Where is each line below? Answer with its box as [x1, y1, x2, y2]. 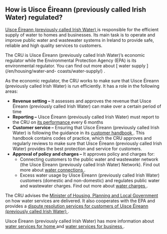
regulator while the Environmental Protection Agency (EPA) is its [5, 57, 137, 63]
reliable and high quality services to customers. [5, 42, 103, 48]
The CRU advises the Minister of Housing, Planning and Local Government [5, 192, 159, 198]
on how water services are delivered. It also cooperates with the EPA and [5, 198, 156, 204]
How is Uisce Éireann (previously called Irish [5, 5, 146, 14]
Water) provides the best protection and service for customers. [12, 146, 142, 152]
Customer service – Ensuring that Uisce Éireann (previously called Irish [12, 124, 160, 130]
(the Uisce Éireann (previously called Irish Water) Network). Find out [19, 161, 161, 168]
